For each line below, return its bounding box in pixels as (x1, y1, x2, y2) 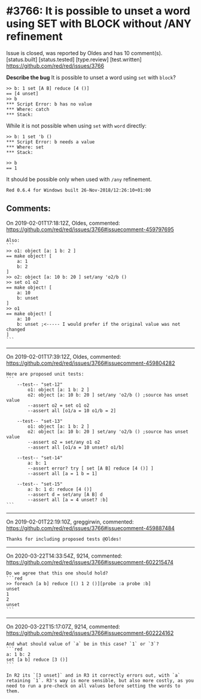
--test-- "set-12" (17, 382, 63, 388)
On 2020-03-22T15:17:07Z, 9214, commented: (6, 623, 121, 630)
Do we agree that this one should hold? (6, 570, 109, 576)
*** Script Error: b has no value (6, 101, 93, 107)
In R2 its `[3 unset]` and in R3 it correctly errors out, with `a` (6, 672, 181, 678)
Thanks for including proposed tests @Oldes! (6, 536, 121, 542)
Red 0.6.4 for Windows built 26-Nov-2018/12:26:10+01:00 (6, 187, 151, 193)
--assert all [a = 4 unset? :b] (28, 497, 109, 503)
